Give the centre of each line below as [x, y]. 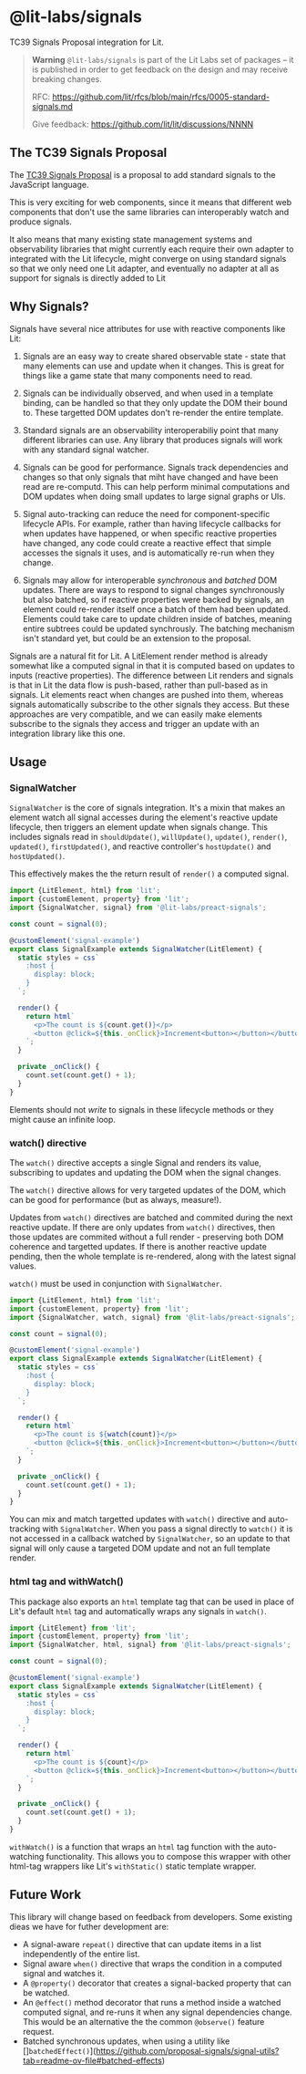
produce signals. [41, 222]
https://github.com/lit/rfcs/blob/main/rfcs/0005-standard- [161, 97]
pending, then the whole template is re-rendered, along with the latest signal [153, 1256]
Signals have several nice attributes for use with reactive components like [148, 328]
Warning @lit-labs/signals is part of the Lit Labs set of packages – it [163, 59]
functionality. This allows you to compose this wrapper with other [168, 1856]
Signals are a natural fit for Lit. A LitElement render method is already [139, 656]
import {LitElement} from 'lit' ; [73, 1628]
